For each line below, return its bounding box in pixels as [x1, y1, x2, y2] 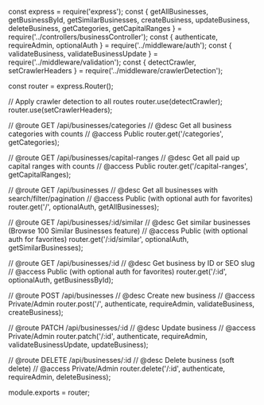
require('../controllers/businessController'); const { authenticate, [8, 32, 219, 41]
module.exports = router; [8, 387, 90, 397]
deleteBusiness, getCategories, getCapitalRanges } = [8, 24, 183, 33]
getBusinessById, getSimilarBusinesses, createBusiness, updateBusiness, [8, 15, 250, 25]
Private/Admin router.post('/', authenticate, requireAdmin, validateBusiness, [8, 299, 255, 309]
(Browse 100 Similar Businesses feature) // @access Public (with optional [8, 226, 248, 236]
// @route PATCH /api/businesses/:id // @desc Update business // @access [8, 323, 256, 333]
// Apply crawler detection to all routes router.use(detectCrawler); [8, 97, 223, 106]
